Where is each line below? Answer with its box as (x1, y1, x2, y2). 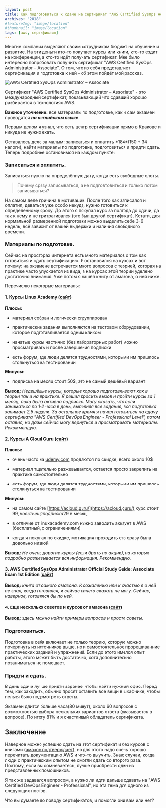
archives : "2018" (5, 16, 41, 21)
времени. (5, 229, 26, 235)
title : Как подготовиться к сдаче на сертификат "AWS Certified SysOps (5, 12, 156, 17)
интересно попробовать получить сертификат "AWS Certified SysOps (5, 60, 152, 65)
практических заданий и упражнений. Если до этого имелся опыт (5, 649, 145, 655)
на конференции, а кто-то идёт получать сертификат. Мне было (5, 54, 140, 60)
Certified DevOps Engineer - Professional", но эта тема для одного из (5, 782, 149, 788)
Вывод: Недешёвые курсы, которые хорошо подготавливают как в (5, 388, 148, 394)
